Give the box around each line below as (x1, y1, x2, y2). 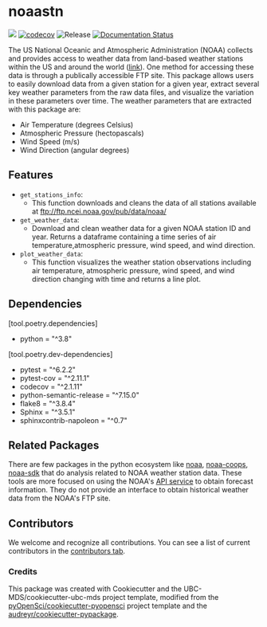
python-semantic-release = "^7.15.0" (19, 390, 139, 400)
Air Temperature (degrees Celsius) (19, 120, 134, 129)
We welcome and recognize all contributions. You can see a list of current (8, 538, 250, 547)
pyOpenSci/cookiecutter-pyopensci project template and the (8, 601, 207, 611)
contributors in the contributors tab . (8, 547, 126, 556)
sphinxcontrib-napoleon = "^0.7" (19, 415, 128, 425)
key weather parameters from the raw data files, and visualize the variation (8, 87, 254, 97)
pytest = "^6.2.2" (19, 365, 76, 374)
